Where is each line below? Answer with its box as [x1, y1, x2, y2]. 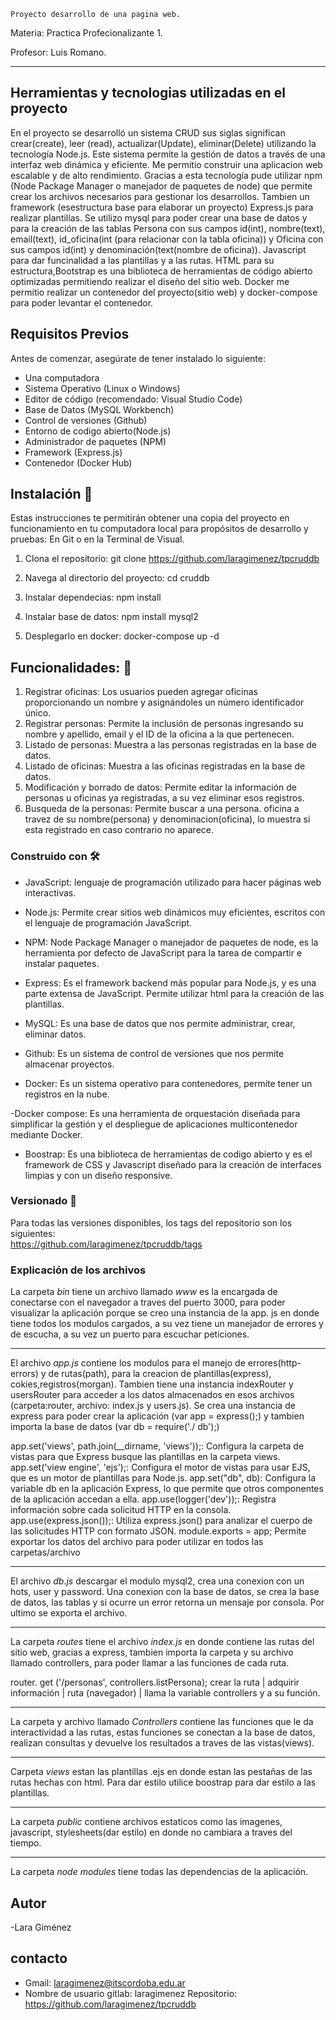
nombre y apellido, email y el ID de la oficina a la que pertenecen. [24, 728, 295, 740]
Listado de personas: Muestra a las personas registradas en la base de [24, 739, 318, 751]
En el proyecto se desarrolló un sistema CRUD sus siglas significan [10, 126, 286, 139]
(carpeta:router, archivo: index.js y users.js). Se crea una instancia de [10, 1400, 296, 1412]
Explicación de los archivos [10, 1263, 147, 1277]
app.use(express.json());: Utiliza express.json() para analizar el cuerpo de [10, 1515, 313, 1527]
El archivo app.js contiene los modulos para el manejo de [10, 1357, 246, 1369]
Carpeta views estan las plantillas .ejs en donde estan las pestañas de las [10, 1766, 313, 1778]
